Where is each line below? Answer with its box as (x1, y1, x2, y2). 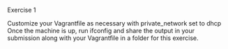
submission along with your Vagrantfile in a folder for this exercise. (7, 34, 199, 42)
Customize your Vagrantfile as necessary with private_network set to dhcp (7, 19, 222, 27)
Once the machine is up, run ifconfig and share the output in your (7, 27, 195, 35)
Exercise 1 (7, 6, 36, 14)
